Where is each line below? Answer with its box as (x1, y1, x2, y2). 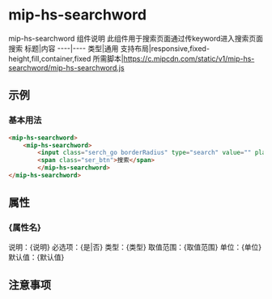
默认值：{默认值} (8, 252, 65, 262)
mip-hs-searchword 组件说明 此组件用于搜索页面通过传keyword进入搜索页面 (8, 33, 264, 43)
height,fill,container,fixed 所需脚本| (8, 53, 124, 63)
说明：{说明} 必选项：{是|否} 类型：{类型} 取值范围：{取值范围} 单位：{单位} (8, 241, 262, 252)
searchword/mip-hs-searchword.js (8, 62, 125, 72)
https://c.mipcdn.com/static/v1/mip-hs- (123, 53, 255, 63)
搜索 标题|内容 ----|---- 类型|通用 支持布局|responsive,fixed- (8, 43, 210, 53)
